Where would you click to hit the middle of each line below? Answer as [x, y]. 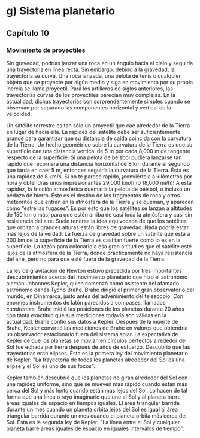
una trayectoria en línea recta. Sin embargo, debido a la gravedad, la [90, 69]
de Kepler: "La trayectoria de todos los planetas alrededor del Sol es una [96, 360]
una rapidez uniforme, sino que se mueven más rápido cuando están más [97, 384]
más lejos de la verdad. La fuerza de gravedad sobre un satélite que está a [98, 233]
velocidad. [19, 114]
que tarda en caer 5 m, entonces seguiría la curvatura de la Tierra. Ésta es [98, 170]
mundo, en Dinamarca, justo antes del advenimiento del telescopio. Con [95, 296]
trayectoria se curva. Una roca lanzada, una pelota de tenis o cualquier [94, 75]
